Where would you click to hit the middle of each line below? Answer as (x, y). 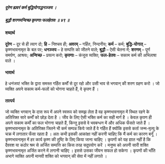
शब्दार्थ (10, 33)
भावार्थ (10, 72)
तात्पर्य (10, 100)
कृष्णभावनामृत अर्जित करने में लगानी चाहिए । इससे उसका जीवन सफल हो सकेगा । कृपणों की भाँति (80, 151)
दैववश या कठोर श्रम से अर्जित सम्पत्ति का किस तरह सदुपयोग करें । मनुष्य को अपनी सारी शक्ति (77, 145)
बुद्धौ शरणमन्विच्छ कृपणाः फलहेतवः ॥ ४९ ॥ (37, 20)
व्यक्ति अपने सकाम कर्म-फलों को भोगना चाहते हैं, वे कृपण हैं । (52, 89)
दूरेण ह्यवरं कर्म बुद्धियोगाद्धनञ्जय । (31, 7)
